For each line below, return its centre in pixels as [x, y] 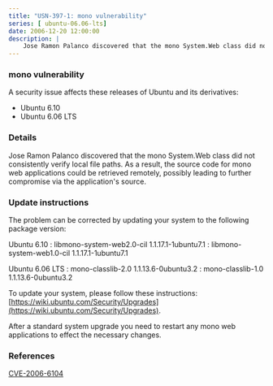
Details [23, 137]
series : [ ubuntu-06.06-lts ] [58, 24]
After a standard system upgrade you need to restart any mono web [122, 327]
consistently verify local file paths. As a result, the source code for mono [130, 164]
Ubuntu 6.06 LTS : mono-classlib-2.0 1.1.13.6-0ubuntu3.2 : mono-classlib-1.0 [136, 269]
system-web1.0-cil [39, 254]
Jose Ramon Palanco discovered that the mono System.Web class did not [132, 155]
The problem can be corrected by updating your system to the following [129, 220]
